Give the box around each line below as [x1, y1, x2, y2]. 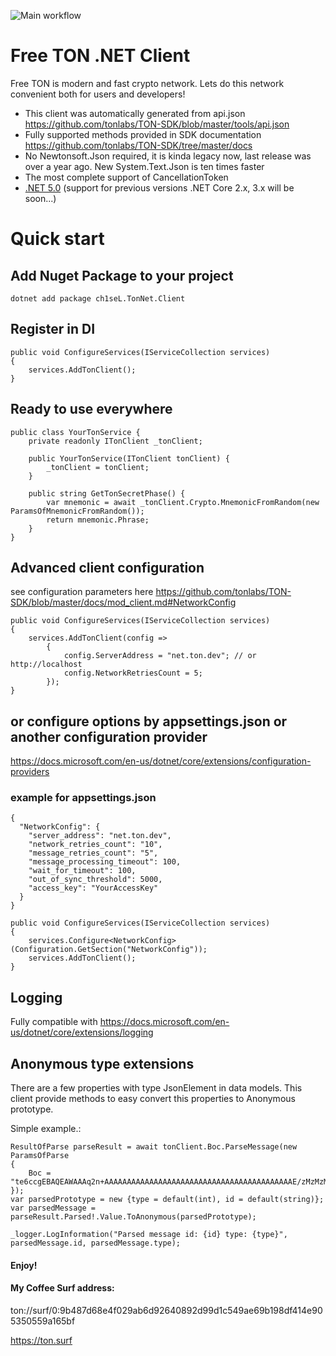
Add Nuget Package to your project [10, 267, 234, 284]
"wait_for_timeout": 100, [28, 866, 137, 876]
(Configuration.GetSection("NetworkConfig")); [10, 945, 208, 955]
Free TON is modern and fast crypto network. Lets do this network [10, 77, 285, 89]
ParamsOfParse [10, 1151, 70, 1161]
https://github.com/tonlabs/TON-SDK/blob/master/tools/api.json [24, 118, 290, 130]
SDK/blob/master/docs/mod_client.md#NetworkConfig [10, 596, 237, 609]
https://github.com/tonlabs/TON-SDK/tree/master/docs [24, 139, 253, 151]
